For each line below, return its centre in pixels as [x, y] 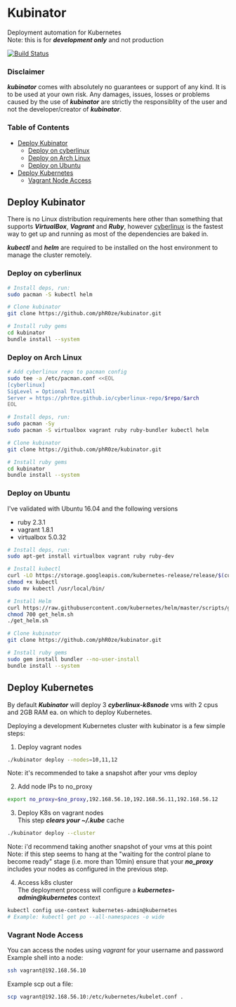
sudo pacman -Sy [31, 424]
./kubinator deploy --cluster [52, 834]
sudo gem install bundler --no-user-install [73, 659]
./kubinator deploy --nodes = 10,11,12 [63, 760]
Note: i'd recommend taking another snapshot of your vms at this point [110, 847]
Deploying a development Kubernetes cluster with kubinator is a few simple [117, 725]
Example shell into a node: [45, 958]
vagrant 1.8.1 [35, 529]
